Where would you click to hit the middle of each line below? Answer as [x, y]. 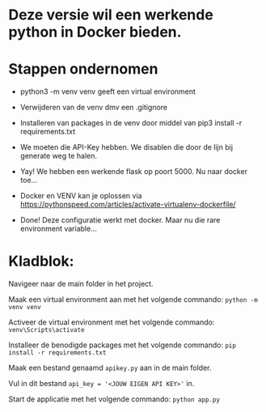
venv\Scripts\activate [46, 330]
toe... [29, 181]
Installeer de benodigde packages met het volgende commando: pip [122, 345]
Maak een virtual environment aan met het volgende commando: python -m [133, 299]
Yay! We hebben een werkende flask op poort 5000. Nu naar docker [134, 172]
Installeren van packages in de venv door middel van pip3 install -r [131, 123]
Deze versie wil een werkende [111, 15]
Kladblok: [41, 261]
